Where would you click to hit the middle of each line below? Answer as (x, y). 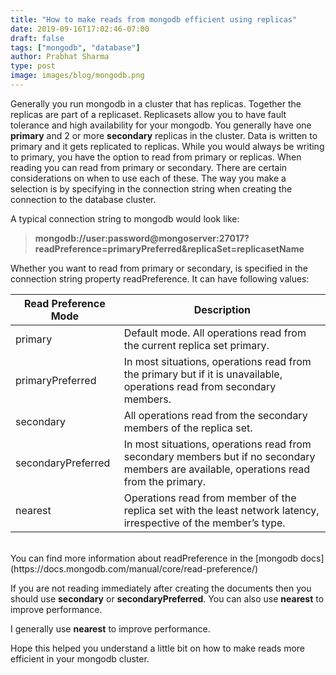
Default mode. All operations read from (215, 333)
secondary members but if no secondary (219, 456)
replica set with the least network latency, (221, 510)
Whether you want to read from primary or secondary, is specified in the (159, 268)
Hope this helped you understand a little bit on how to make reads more (158, 648)
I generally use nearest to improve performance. (110, 628)
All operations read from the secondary (215, 415)
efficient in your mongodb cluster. (80, 658)
